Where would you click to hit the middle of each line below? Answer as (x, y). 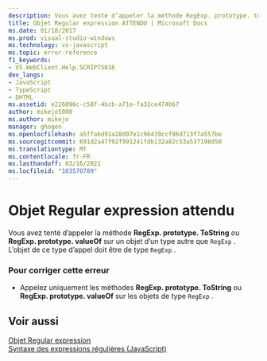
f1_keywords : (30, 61)
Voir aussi (33, 321)
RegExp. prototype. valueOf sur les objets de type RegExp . (116, 296)
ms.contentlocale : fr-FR (49, 156)
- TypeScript (30, 90)
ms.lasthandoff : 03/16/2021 (55, 164)
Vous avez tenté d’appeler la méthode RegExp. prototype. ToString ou (124, 233)
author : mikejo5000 (41, 112)
